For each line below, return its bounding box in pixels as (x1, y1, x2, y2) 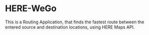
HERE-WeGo (5, 3, 57, 14)
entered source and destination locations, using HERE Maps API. (5, 24, 135, 30)
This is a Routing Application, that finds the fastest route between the (5, 19, 145, 25)
